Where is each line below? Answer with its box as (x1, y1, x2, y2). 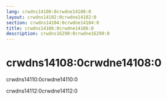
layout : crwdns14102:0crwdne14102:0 (6, 14, 97, 20)
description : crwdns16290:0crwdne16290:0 (6, 31, 110, 37)
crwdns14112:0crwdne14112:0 (6, 87, 78, 95)
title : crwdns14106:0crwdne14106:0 (6, 25, 94, 31)
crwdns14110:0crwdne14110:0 (6, 76, 78, 83)
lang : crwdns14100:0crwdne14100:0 (6, 8, 92, 15)
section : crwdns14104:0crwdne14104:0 (6, 20, 99, 25)
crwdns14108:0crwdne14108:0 (6, 56, 162, 70)
